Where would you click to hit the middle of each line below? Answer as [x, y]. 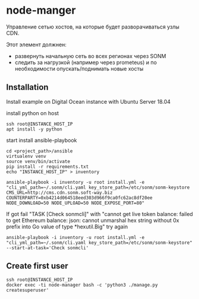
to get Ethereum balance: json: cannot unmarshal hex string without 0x [93, 220]
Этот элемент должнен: [37, 44]
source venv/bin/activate [38, 161]
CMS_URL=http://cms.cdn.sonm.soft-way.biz [59, 193]
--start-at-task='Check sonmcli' [48, 248]
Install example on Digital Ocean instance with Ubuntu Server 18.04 [89, 101]
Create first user [37, 266]
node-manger [41, 10]
